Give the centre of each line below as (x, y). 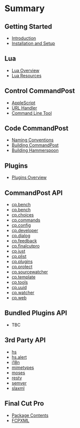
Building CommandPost (35, 145)
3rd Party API (25, 340)
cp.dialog (21, 236)
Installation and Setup (33, 43)
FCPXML (20, 420)
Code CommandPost (37, 128)
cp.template (24, 277)
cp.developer (25, 231)
